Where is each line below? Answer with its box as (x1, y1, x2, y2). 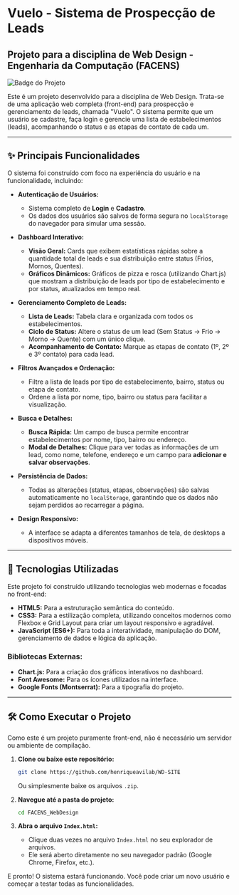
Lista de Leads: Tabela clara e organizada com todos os (28, 312, 193, 320)
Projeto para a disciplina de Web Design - (7, 48, 194, 61)
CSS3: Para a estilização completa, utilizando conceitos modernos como (17, 611, 232, 619)
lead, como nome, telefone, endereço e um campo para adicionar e (28, 450, 228, 459)
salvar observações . (28, 458, 90, 466)
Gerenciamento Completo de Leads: (17, 298, 127, 307)
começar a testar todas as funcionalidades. (7, 879, 134, 888)
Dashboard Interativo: (17, 233, 84, 241)
